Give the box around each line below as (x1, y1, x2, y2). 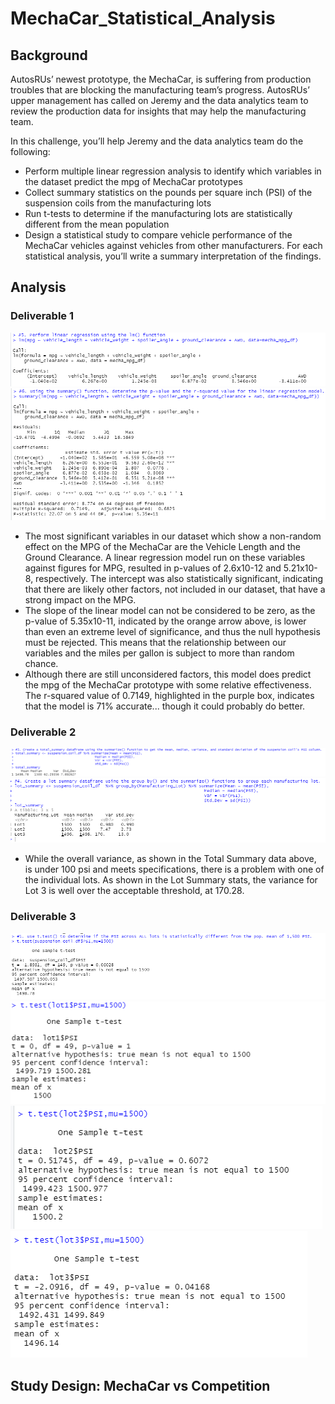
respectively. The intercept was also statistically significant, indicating (35, 572, 324, 584)
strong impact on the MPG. (24, 593, 137, 606)
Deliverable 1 (10, 309, 75, 323)
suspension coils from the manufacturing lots (24, 197, 212, 209)
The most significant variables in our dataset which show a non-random (24, 530, 322, 542)
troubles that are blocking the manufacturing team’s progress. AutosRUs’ (10, 84, 310, 96)
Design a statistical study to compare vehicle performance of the (24, 229, 293, 241)
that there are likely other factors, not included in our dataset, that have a (24, 583, 326, 595)
